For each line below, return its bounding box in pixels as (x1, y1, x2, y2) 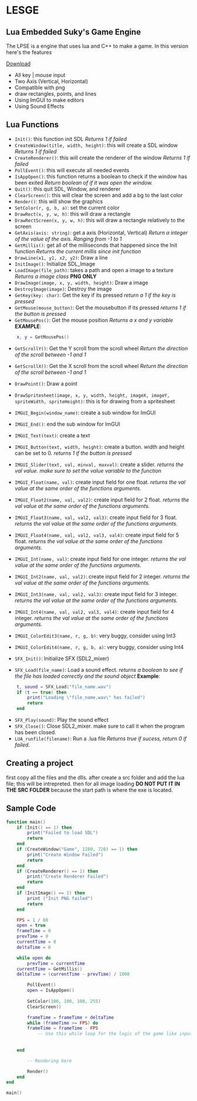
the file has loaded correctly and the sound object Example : (14, 672, 160, 680)
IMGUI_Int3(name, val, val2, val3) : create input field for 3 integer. (14, 590, 178, 597)
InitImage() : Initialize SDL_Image (14, 260, 96, 267)
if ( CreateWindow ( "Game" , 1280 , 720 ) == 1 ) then (16, 846, 138, 852)
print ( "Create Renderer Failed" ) (27, 874, 109, 879)
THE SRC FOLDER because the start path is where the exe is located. (6, 786, 173, 794)
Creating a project (6, 758, 73, 768)
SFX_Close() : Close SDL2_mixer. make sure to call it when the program (14, 722, 185, 729)
